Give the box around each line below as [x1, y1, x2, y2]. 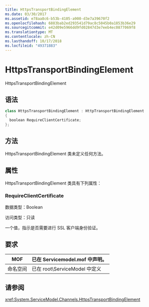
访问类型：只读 [5, 214, 35, 220]
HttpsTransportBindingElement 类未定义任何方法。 [5, 151, 106, 156]
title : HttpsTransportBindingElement [5, 7, 82, 12]
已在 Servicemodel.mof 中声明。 [32, 256, 107, 263]
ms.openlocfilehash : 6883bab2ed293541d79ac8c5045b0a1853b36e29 [5, 20, 136, 26]
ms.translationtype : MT [5, 30, 53, 34]
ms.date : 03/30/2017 [5, 12, 47, 17]
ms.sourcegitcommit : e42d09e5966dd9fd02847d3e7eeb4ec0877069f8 [5, 25, 136, 30]
